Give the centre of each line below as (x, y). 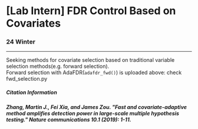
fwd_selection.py (27, 79)
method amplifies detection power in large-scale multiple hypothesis (93, 114)
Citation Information (32, 92)
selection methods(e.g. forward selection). (58, 67)
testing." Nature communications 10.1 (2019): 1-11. (69, 120)
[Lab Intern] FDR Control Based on (91, 11)
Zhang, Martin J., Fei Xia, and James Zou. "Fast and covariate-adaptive (97, 107)
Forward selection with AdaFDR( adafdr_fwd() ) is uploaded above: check (94, 72)
